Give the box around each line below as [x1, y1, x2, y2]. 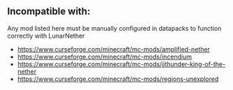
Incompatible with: [7, 6, 91, 17]
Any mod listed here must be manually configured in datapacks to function [7, 24, 222, 32]
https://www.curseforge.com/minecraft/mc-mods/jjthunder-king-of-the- [17, 59, 225, 68]
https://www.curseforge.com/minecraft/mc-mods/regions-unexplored [17, 75, 219, 83]
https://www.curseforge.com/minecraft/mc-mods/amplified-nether [17, 45, 211, 53]
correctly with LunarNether [7, 31, 85, 40]
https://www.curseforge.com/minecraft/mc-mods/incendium [17, 52, 192, 61]
